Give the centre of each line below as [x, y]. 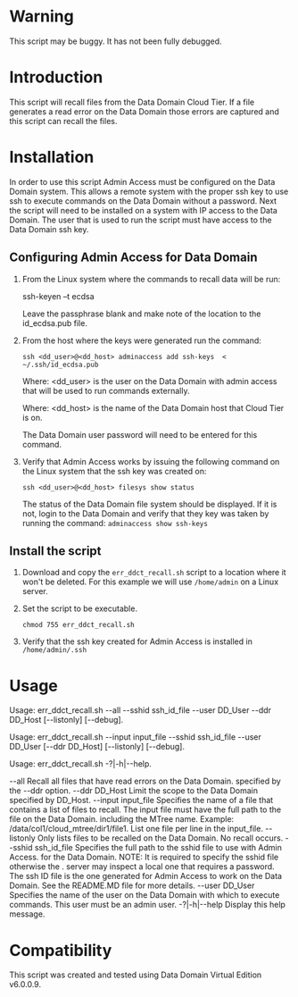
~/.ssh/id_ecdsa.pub [60, 364]
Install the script [55, 551]
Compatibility [61, 950]
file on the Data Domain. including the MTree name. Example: [122, 819]
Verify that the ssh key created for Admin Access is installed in [137, 641]
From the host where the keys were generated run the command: [141, 340]
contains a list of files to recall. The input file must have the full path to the [145, 809]
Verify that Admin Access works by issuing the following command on [151, 461]
